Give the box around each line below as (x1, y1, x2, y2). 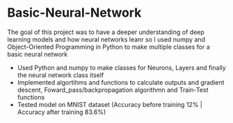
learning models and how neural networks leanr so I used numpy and (7, 35, 205, 43)
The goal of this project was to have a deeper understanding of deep (7, 28, 205, 36)
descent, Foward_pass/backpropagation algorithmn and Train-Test (17, 85, 209, 94)
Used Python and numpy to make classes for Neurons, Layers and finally (17, 63, 226, 72)
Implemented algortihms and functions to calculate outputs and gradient (17, 78, 225, 86)
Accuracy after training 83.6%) (17, 108, 106, 116)
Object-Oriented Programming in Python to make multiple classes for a (7, 42, 210, 51)
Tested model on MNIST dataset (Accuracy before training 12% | (17, 100, 203, 108)
